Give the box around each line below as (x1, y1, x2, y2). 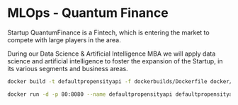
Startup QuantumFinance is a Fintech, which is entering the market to (7, 28, 210, 37)
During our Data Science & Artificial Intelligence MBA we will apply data (7, 49, 216, 58)
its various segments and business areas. (7, 64, 129, 73)
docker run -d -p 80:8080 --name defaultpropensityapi (7, 90, 173, 98)
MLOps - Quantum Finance (7, 5, 169, 21)
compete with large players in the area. (7, 35, 122, 44)
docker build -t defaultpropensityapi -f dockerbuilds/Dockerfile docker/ (7, 78, 233, 85)
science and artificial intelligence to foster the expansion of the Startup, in (7, 56, 223, 65)
